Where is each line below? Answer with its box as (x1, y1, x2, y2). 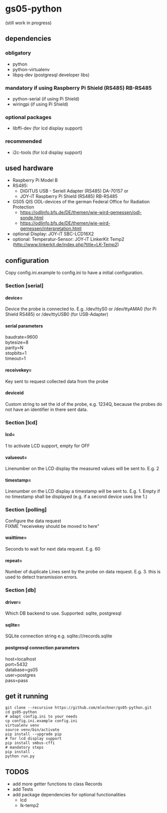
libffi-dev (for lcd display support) (12, 125, 83, 131)
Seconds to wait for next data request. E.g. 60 (5, 546, 101, 552)
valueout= (5, 454, 28, 460)
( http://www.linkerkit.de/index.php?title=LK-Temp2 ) (12, 242, 119, 248)
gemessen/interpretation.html (20, 226, 82, 232)
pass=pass (5, 677, 28, 683)
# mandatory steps (5, 745, 44, 750)
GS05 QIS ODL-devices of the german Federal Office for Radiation (12, 199, 150, 205)
